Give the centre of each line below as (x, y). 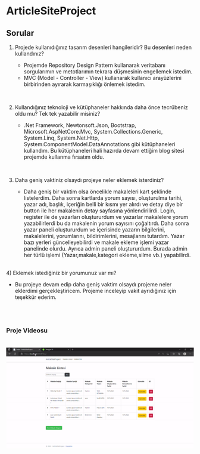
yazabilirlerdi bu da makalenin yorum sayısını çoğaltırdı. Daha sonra (106, 223)
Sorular (20, 33)
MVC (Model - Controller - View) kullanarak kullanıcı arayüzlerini (102, 78)
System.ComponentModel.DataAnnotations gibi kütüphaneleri (99, 144)
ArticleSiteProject (51, 11)
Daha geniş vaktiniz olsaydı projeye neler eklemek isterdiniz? (89, 180)
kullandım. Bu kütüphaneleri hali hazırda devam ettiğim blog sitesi (104, 151)
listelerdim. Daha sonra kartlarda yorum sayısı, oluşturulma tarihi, (103, 198)
